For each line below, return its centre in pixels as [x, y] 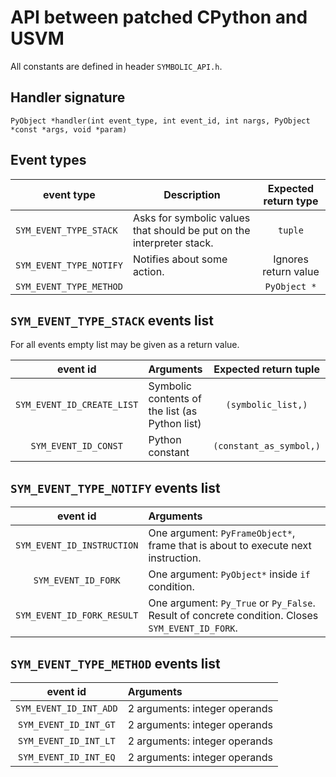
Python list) [175, 424]
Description [192, 194]
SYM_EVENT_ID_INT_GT [67, 724]
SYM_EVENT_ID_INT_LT [67, 741]
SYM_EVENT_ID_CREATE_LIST [77, 405]
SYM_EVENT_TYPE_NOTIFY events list [115, 487]
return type [291, 201]
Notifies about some [180, 259]
